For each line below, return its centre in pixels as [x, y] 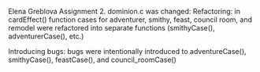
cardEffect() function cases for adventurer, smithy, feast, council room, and [130, 20]
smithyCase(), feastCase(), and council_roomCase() [93, 59]
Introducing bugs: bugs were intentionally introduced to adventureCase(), [127, 51]
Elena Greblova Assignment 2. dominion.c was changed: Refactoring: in [124, 11]
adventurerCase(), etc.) [46, 36]
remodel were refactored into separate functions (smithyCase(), [111, 28]
